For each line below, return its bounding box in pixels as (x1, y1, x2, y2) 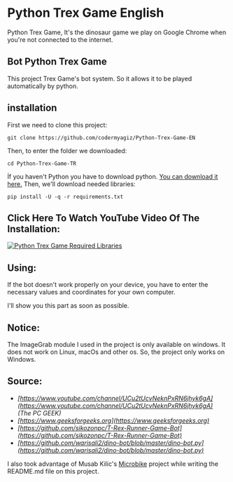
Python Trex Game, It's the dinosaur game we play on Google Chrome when (7, 28, 227, 36)
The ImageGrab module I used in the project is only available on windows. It (7, 341, 226, 348)
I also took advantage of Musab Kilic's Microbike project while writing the (7, 460, 219, 468)
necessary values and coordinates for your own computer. (7, 288, 176, 297)
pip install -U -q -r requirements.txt (7, 193, 124, 200)
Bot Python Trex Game (7, 56, 107, 68)
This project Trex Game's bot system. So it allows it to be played (7, 74, 192, 83)
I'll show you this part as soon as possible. (7, 302, 129, 310)
